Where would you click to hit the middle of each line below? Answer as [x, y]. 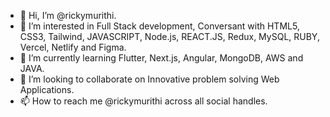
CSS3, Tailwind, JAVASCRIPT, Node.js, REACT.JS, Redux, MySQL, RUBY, [169, 36]
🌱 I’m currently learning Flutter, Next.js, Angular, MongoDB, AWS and [161, 58]
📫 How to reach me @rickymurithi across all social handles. [143, 101]
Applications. [47, 89]
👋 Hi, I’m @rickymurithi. [68, 15]
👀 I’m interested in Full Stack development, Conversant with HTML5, [159, 26]
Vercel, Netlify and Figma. [73, 47]
